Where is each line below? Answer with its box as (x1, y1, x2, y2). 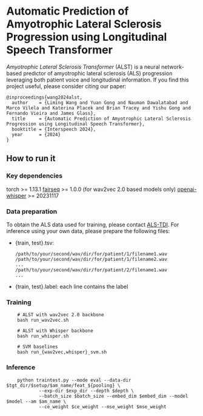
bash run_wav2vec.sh (17, 317, 69, 324)
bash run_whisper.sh (17, 333, 69, 339)
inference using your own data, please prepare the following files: (6, 227, 170, 235)
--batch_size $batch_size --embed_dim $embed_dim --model (38, 393, 188, 399)
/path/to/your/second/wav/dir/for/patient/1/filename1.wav (15, 251, 168, 257)
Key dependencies (6, 172, 62, 180)
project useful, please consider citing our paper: (6, 82, 127, 89)
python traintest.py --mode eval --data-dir (17, 377, 131, 383)
